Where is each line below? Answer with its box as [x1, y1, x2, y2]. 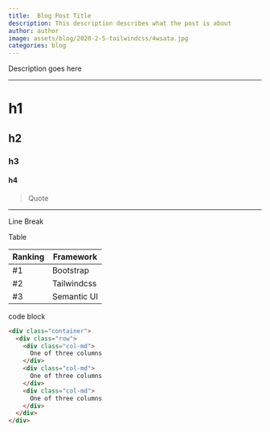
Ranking [12, 251, 45, 262]
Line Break [8, 216, 44, 226]
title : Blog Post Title [8, 11, 92, 20]
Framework [52, 251, 98, 262]
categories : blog [8, 42, 67, 50]
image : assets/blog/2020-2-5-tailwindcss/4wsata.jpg [8, 34, 189, 43]
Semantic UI [51, 290, 99, 302]
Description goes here [8, 64, 82, 73]
